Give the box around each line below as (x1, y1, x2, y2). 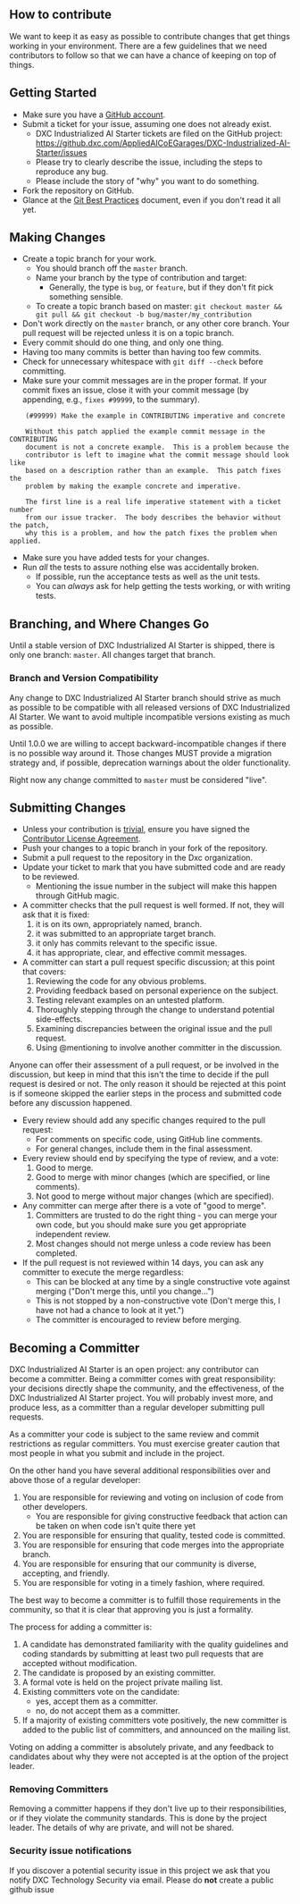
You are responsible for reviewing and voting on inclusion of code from (21, 1492, 284, 1503)
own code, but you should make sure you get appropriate (35, 1219, 247, 1230)
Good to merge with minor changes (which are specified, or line (35, 1172, 271, 1183)
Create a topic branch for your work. (21, 254, 157, 265)
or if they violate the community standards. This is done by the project (9, 1813, 268, 1824)
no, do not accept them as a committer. (35, 1706, 180, 1716)
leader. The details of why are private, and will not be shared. (9, 1823, 235, 1833)
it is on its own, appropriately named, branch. (35, 919, 203, 930)
